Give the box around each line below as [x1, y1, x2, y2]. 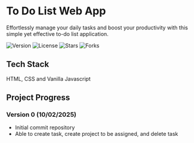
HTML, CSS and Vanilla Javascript [6, 75, 91, 82]
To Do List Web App [6, 4, 106, 18]
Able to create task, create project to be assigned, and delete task [14, 130, 178, 138]
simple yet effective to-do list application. [6, 30, 109, 37]
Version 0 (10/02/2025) [6, 111, 77, 119]
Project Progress [6, 93, 70, 103]
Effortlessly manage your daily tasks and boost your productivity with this [6, 24, 188, 31]
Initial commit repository [14, 124, 75, 131]
